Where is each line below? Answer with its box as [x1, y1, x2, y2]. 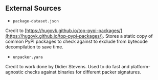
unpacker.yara [12, 55, 43, 60]
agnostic [5, 69, 24, 75]
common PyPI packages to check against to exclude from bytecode [5, 38, 148, 44]
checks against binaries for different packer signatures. [25, 69, 142, 75]
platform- [130, 63, 151, 69]
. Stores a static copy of [102, 33, 153, 39]
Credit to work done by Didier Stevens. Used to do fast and [5, 63, 129, 69]
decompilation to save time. [5, 43, 64, 50]
